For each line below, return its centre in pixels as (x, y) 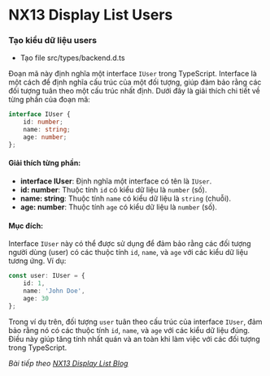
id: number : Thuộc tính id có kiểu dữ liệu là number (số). (113, 190)
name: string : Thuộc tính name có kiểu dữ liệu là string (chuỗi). (126, 199)
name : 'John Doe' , (54, 291)
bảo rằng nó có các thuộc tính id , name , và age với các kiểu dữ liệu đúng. (129, 330)
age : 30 (36, 298)
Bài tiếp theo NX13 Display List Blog (68, 363)
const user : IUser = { (47, 276)
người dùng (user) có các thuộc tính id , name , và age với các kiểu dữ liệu (128, 253)
